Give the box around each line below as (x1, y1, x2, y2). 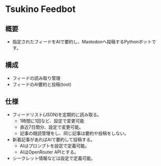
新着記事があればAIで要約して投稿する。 (12, 136, 95, 143)
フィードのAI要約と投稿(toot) (12, 81, 72, 87)
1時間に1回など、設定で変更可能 (19, 118, 84, 124)
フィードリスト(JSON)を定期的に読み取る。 (12, 111, 102, 118)
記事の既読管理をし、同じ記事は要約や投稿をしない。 (19, 130, 129, 136)
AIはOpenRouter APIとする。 (19, 149, 79, 155)
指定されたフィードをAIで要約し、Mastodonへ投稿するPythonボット (12, 39, 152, 44)
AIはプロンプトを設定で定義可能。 (19, 143, 89, 149)
